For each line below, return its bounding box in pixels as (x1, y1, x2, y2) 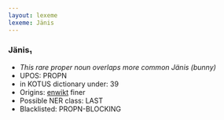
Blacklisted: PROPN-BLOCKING (19, 104, 122, 114)
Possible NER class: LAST (19, 96, 104, 105)
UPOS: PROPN (19, 71, 67, 80)
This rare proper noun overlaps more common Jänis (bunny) (19, 62, 216, 71)
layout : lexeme (8, 11, 58, 20)
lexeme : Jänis (8, 19, 55, 27)
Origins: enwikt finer (19, 87, 86, 96)
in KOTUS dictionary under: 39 (19, 79, 119, 89)
